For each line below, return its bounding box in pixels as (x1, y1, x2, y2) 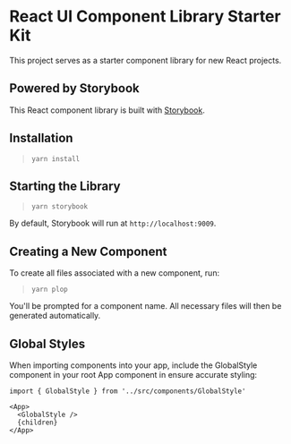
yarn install (30, 154, 81, 163)
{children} (17, 418, 58, 427)
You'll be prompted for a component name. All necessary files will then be (9, 301, 282, 312)
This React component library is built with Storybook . (9, 105, 206, 115)
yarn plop (30, 285, 69, 295)
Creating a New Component (9, 243, 167, 259)
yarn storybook (30, 202, 89, 211)
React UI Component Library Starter (9, 6, 281, 27)
